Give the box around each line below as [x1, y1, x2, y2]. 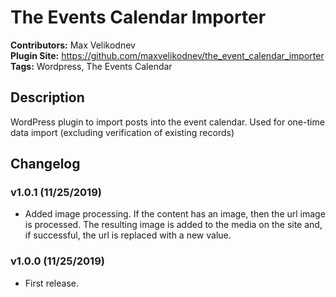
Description [10, 89, 85, 106]
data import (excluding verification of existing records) [10, 126, 235, 138]
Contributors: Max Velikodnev [10, 39, 136, 51]
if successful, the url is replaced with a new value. [24, 229, 232, 241]
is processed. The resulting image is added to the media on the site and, [24, 219, 323, 231]
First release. [24, 277, 79, 289]
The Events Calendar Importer [10, 6, 267, 29]
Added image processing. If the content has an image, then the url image [24, 208, 326, 220]
